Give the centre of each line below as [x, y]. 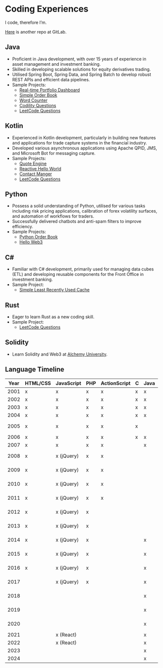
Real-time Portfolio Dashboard [49, 90]
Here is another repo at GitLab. [36, 32]
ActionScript [116, 383]
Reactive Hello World [40, 168]
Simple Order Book [38, 95]
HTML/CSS [38, 383]
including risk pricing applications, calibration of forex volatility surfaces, [85, 211]
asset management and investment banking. [56, 64]
